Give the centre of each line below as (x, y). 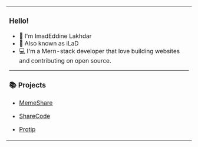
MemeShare (36, 103)
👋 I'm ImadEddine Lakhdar (55, 36)
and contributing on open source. (65, 60)
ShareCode (35, 116)
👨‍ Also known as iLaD (49, 43)
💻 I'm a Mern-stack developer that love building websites (100, 51)
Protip (27, 129)
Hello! (19, 21)
